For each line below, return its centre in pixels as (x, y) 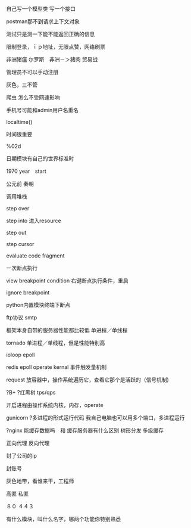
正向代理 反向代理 (28, 443)
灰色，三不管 (22, 85)
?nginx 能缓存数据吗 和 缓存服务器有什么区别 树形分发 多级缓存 (85, 430)
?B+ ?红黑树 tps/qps (31, 392)
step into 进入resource (34, 220)
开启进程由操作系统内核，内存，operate (55, 405)
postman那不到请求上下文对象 (43, 21)
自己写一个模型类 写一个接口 (41, 9)
